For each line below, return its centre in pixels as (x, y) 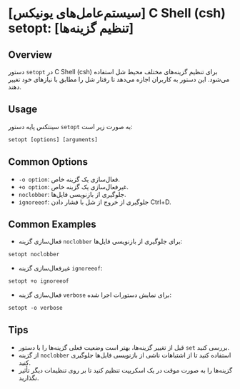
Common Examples (52, 224)
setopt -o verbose (35, 308)
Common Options (48, 162)
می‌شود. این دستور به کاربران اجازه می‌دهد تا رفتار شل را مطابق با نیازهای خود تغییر (119, 79)
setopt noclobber (34, 255)
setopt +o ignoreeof (39, 281)
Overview (30, 55)
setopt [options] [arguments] (53, 140)
